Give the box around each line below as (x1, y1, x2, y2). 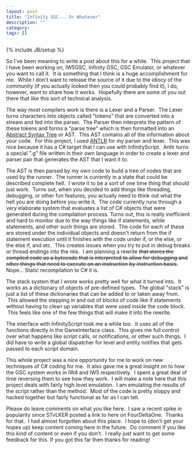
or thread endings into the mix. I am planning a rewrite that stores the (6, 248, 174, 255)
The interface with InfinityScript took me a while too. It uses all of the (6, 320, 174, 327)
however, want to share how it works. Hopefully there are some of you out (6, 89, 186, 96)
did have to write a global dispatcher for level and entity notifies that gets (6, 339, 183, 346)
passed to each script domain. (6, 346, 80, 353)
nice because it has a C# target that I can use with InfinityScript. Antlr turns (6, 144, 189, 151)
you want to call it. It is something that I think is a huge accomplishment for (6, 70, 188, 77)
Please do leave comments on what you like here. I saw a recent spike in (6, 405, 183, 412)
